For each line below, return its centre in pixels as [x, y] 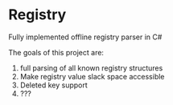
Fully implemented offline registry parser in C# [85, 37]
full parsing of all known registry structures [91, 68]
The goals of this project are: [56, 52]
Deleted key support [54, 85]
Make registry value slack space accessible [92, 76]
